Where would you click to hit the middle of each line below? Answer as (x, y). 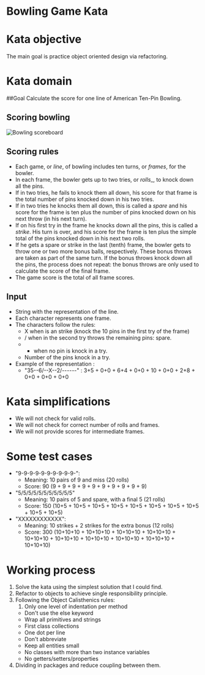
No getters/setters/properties (61, 659)
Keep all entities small (52, 646)
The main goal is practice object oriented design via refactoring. (87, 57)
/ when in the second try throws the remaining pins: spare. (98, 338)
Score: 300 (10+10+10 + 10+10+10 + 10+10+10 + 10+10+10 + (100, 532)
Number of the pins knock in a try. (67, 357)
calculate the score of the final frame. (62, 271)
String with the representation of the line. (67, 311)
